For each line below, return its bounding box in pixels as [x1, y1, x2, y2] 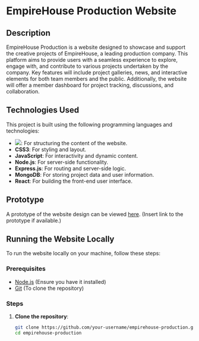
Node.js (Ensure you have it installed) [14, 278, 106, 285]
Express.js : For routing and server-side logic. [14, 165, 127, 172]
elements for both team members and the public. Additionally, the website [6, 76, 187, 82]
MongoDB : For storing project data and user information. [14, 171, 154, 178]
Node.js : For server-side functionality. [14, 158, 109, 165]
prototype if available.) [6, 217, 61, 224]
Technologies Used [6, 105, 79, 115]
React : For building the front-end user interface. [14, 177, 132, 184]
